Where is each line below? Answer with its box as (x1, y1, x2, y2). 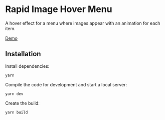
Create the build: (5, 100, 40, 106)
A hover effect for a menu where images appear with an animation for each (5, 20, 160, 26)
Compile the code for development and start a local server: (5, 81, 127, 87)
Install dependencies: (5, 63, 50, 69)
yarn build (5, 109, 28, 115)
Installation (5, 50, 41, 58)
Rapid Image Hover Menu (5, 4, 112, 15)
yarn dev (5, 91, 24, 96)
